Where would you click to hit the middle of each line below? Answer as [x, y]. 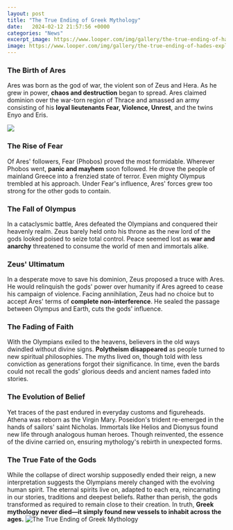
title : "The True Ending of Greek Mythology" [74, 20]
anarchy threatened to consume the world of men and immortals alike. [108, 246]
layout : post [26, 14]
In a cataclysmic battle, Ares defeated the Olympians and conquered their [113, 224]
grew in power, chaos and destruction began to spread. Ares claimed [107, 93]
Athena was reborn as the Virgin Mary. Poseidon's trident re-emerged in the [115, 419]
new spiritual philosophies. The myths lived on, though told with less [105, 357]
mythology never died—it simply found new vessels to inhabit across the [114, 512]
